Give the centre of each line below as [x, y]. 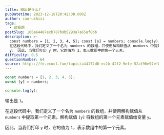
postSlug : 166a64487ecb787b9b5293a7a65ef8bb [51, 32]
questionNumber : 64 [25, 59]
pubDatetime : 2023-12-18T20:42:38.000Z [46, 14]
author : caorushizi [25, 19]
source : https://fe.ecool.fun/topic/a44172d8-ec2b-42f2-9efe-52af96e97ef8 [83, 64]
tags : [10, 23]
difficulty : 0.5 [21, 55]
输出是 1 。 [15, 100]
